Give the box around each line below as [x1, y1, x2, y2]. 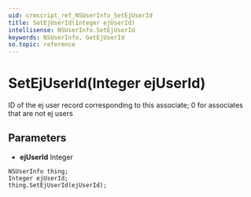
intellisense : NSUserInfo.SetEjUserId [8, 26, 135, 34]
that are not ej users [8, 109, 73, 119]
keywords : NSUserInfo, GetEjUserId [8, 33, 125, 42]
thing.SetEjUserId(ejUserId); [8, 181, 108, 189]
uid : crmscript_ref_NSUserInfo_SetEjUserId [8, 11, 153, 20]
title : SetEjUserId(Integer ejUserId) [8, 19, 135, 27]
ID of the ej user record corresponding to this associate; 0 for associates [8, 100, 244, 110]
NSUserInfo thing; [8, 167, 68, 175]
